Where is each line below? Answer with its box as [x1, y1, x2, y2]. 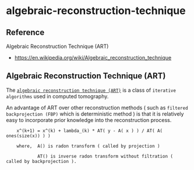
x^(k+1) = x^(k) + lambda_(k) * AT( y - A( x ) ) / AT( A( [16, 127, 163, 134]
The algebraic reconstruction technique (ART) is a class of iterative [6, 86, 177, 93]
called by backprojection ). [6, 158, 77, 164]
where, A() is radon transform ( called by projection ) [16, 143, 160, 149]
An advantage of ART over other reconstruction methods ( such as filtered [6, 104, 188, 111]
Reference [6, 27, 45, 37]
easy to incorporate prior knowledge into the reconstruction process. [6, 116, 172, 123]
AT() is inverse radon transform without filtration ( [37, 153, 174, 159]
